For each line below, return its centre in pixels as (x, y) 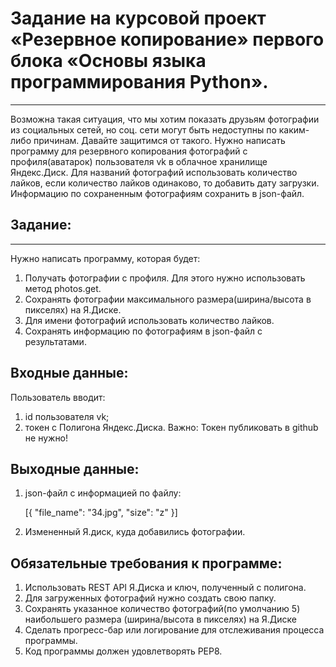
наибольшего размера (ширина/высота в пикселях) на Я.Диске (160, 619)
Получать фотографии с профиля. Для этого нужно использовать (165, 278)
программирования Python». (139, 82)
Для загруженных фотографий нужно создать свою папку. (150, 598)
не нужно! (46, 438)
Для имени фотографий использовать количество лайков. (149, 320)
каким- (294, 129)
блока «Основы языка (108, 61)
